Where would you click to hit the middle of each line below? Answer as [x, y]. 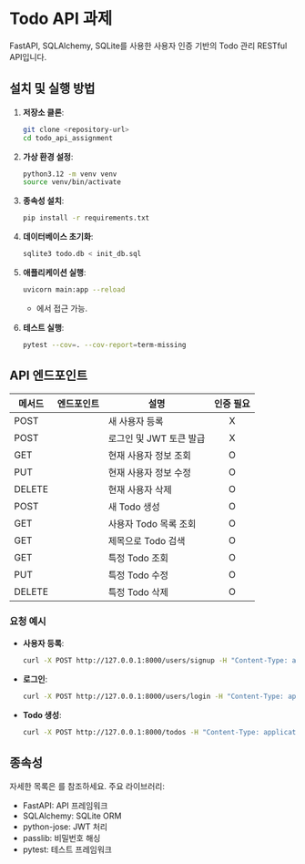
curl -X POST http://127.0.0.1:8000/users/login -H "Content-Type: [153, 696]
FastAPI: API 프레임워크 [65, 806]
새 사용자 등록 [136, 421]
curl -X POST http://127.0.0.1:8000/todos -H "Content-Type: [141, 732]
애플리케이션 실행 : [54, 273]
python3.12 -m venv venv [70, 174]
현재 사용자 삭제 [140, 489]
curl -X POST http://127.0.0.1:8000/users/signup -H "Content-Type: [155, 660]
